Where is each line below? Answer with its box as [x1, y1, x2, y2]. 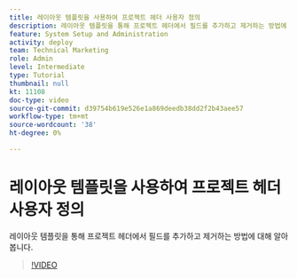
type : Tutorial [9, 71, 66, 80]
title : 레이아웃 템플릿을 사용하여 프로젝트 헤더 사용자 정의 [9, 12, 201, 22]
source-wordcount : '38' [9, 121, 98, 130]
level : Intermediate [9, 63, 86, 72]
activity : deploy [9, 37, 74, 47]
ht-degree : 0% [9, 129, 62, 138]
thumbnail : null [9, 79, 69, 88]
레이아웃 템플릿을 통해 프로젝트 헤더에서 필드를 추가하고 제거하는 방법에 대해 [9, 230, 272, 241]
